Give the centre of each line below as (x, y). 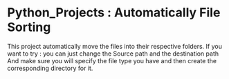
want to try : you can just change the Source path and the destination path (113, 54)
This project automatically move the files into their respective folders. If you (115, 46)
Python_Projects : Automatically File (114, 13)
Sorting (29, 27)
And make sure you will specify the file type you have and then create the (112, 60)
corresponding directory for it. (50, 68)
